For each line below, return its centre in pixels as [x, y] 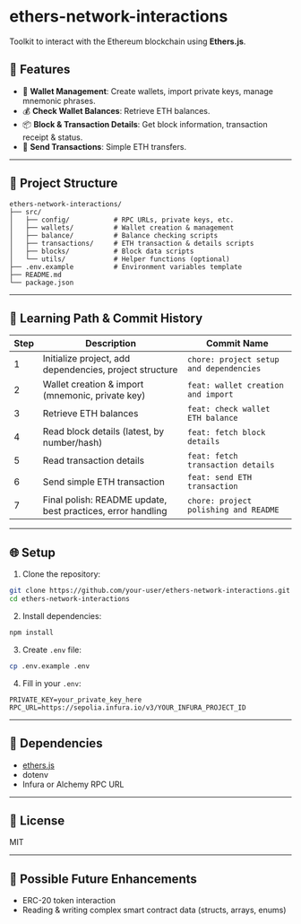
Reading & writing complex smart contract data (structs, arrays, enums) [154, 910]
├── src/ [26, 212]
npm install [31, 632]
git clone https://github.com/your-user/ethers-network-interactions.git [150, 591]
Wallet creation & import [93, 385]
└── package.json [42, 283]
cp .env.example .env [50, 666]
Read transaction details [94, 461]
